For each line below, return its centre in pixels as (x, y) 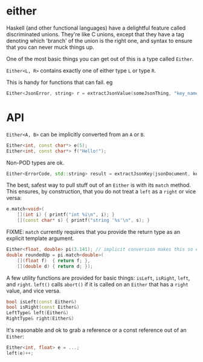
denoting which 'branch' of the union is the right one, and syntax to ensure (99, 40)
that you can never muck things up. (50, 47)
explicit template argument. (40, 238)
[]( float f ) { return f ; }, (54, 260)
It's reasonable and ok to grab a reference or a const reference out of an (96, 330)
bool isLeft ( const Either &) (42, 302)
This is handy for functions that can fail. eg (60, 82)
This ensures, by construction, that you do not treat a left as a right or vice (101, 192)
